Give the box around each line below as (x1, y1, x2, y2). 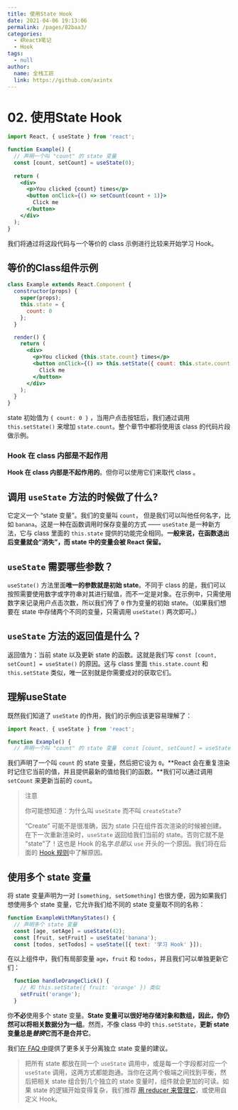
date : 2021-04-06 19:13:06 (7, 17, 87, 24)
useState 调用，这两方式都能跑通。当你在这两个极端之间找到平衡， (24, 1067, 221, 1077)
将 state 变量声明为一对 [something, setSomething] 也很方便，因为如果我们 (7, 891, 227, 900)
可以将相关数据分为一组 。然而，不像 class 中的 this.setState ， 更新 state (13, 1020, 229, 1028)
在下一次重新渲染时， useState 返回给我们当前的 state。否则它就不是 (24, 831, 225, 839)
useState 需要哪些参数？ (7, 561, 114, 573)
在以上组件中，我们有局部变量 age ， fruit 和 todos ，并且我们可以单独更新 (7, 954, 222, 963)
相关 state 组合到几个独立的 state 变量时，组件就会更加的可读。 (37, 1077, 223, 1085)
